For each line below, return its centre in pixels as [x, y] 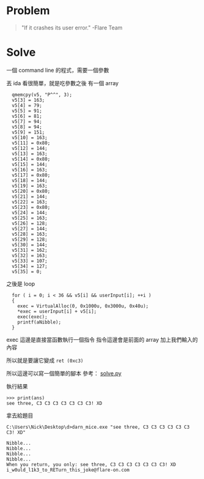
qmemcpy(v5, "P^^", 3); [42, 95]
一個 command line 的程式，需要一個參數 [58, 70]
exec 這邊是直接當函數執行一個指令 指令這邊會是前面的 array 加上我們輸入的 [102, 339]
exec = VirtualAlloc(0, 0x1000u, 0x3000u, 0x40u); [83, 306]
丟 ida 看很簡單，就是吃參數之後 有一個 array [63, 83]
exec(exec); [32, 317]
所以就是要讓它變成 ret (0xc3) [45, 360]
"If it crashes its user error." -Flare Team [72, 28]
